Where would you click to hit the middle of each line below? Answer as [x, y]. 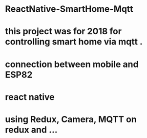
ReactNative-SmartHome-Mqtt [69, 9]
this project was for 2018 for [63, 32]
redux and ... [31, 129]
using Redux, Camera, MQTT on [71, 119]
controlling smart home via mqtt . [74, 42]
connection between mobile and [72, 64]
